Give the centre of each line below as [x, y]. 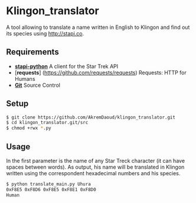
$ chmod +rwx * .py [29, 128]
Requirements [32, 52]
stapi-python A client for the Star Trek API [66, 66]
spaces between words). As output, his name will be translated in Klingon [95, 167]
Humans [25, 78]
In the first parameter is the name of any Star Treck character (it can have [95, 161]
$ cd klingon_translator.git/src [47, 123]
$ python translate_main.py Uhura [49, 184]
